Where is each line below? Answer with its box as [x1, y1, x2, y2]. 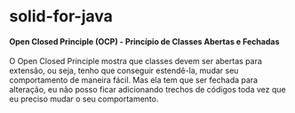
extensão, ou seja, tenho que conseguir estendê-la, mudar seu [9, 65, 239, 77]
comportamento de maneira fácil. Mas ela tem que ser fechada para [9, 75, 259, 85]
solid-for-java [9, 6, 114, 27]
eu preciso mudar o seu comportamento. [9, 93, 159, 104]
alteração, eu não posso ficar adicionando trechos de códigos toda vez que [9, 85, 286, 95]
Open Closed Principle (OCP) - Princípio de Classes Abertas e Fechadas [9, 36, 280, 46]
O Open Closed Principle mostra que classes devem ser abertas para [9, 56, 262, 67]
